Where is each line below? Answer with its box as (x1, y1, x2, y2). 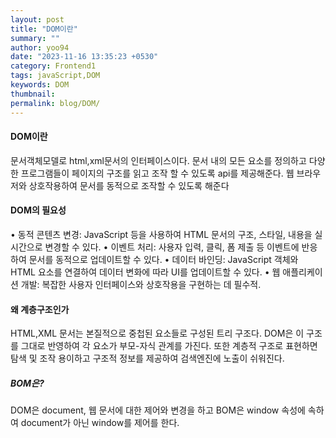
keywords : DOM (10, 80, 70, 90)
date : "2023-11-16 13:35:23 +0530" (10, 52, 159, 62)
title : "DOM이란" (10, 24, 78, 34)
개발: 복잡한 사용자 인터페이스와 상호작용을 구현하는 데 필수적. (20, 278, 262, 290)
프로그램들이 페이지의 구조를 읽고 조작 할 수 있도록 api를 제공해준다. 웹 (20, 167, 295, 179)
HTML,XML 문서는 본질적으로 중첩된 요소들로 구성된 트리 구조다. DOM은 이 (10, 327, 305, 340)
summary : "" (10, 33, 60, 43)
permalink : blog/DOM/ (10, 98, 101, 108)
